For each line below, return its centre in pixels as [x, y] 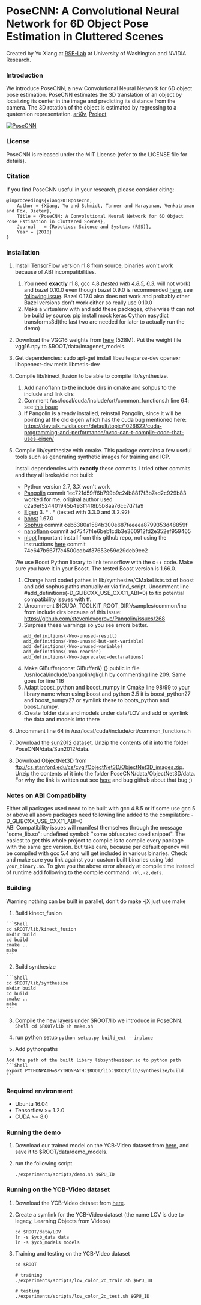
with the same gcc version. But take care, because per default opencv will [98, 847]
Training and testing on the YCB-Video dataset [72, 1253]
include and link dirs [49, 394]
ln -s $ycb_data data [42, 1237]
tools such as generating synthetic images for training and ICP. [93, 457]
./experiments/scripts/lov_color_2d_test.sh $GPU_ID [82, 1296]
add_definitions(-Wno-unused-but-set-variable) [84, 641]
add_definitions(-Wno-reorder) [62, 652]
